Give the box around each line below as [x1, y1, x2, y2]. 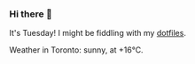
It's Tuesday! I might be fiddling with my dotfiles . [9, 28, 186, 39]
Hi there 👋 [9, 8, 53, 20]
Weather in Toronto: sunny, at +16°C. [9, 45, 144, 55]
